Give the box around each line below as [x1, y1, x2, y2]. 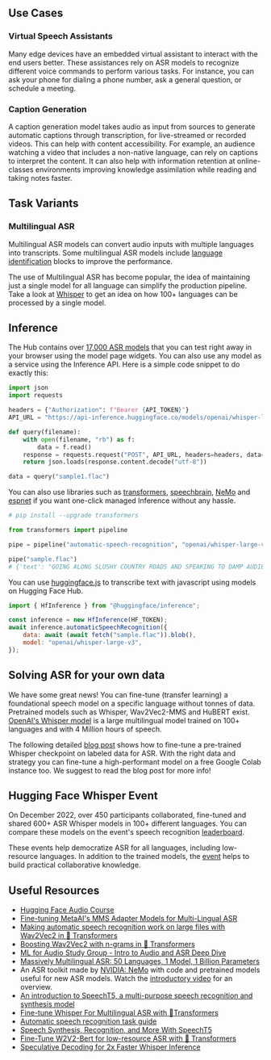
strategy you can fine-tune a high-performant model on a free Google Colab [8, 756, 262, 766]
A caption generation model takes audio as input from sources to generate [8, 121, 256, 132]
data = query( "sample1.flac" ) [8, 472, 110, 481]
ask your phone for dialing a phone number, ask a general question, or [8, 74, 242, 84]
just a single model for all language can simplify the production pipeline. [8, 280, 248, 290]
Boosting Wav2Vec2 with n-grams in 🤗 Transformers [19, 940, 195, 949]
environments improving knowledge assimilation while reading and [35, 165, 256, 174]
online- [236, 156, 261, 165]
